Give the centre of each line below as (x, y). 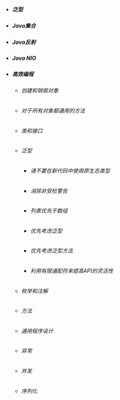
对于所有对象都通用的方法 (53, 111)
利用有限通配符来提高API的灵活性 (72, 270)
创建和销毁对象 (40, 91)
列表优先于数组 (49, 211)
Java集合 (24, 26)
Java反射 (24, 42)
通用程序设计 (37, 331)
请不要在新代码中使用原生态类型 (70, 170)
